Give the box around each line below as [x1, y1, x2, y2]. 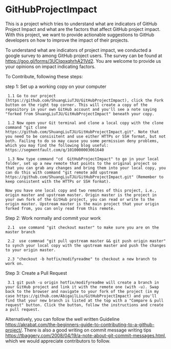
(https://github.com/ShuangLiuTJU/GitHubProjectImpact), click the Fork [5, 98, 164, 103]
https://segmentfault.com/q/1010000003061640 [5, 147, 104, 152]
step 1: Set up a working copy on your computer [5, 83, 106, 90]
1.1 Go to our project [7, 93, 56, 98]
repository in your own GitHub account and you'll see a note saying [5, 107, 157, 112]
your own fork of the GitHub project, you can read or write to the [5, 197, 155, 202]
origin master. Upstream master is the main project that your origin [5, 201, 159, 206]
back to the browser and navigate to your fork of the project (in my [5, 289, 159, 294]
